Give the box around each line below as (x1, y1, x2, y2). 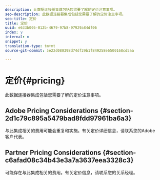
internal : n (5, 35, 29, 40)
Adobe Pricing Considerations (5, 106, 99, 115)
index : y (5, 30, 23, 35)
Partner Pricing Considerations (5, 148, 101, 157)
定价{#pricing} (5, 75, 65, 86)
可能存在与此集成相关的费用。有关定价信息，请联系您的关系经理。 (5, 170, 138, 176)
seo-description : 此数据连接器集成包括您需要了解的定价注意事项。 (5, 12, 126, 17)
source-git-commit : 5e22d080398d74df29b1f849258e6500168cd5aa (5, 48, 134, 53)
